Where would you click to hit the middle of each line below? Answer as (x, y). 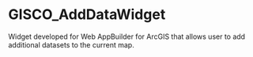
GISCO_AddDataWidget (87, 15)
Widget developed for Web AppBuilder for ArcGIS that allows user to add (127, 36)
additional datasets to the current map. (71, 44)
